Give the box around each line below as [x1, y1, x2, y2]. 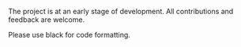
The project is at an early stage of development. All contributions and [8, 7, 234, 16]
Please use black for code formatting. [8, 31, 130, 39]
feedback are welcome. [8, 15, 85, 24]
